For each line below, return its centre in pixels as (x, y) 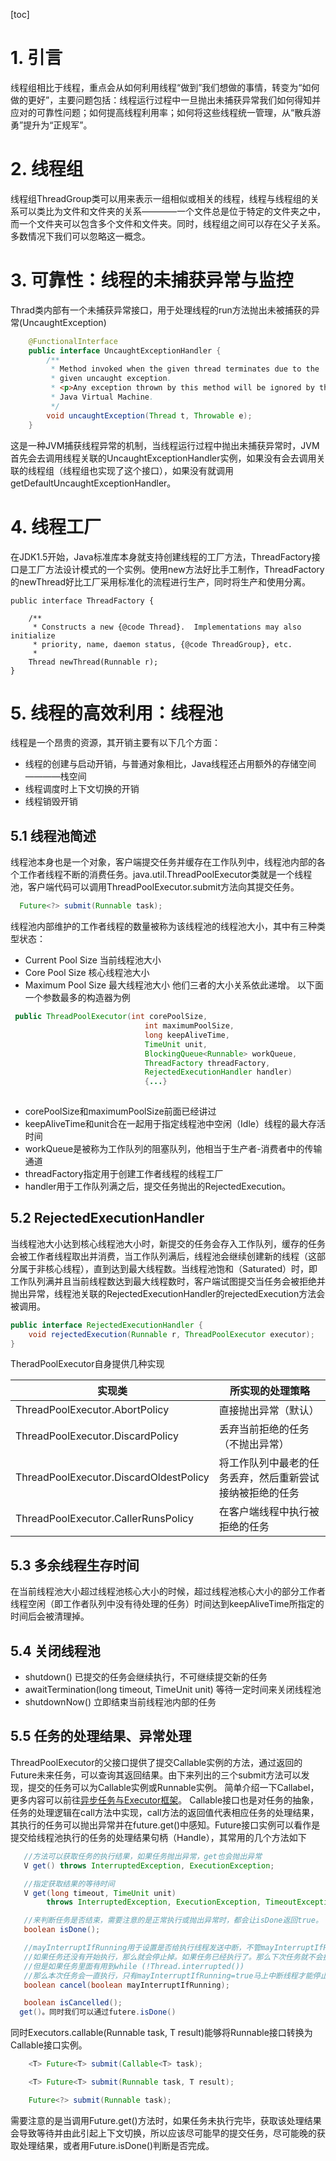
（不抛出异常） (254, 1444)
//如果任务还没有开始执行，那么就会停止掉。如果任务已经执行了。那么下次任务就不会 (173, 1957)
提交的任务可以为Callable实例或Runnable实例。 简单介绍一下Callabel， (173, 1787)
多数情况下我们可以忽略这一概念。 (80, 236)
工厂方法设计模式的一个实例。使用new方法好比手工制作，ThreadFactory (176, 569)
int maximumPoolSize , (189, 1026)
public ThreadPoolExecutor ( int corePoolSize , (111, 1017)
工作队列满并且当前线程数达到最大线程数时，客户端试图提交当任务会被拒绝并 (168, 1281)
